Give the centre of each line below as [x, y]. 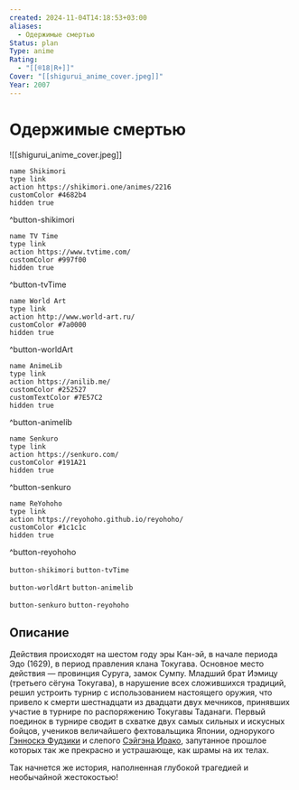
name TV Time [34, 236]
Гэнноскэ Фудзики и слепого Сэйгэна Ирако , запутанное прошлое [138, 740]
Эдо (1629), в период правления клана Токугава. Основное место [137, 664]
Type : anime [32, 51]
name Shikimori [38, 171]
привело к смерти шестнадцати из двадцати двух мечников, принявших [150, 702]
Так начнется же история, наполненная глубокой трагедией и [129, 767]
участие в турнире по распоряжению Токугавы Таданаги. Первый [138, 712]
